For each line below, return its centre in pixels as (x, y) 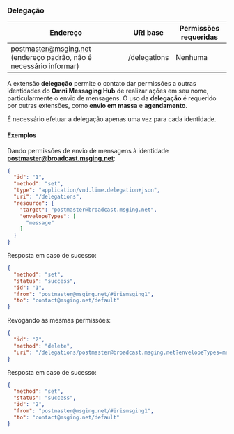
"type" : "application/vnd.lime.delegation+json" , (87, 190)
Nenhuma (191, 58)
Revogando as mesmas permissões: (59, 320)
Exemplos (22, 135)
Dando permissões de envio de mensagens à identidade (88, 150)
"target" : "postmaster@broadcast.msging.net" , (88, 210)
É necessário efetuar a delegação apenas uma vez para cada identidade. (112, 119)
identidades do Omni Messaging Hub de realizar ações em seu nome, (108, 91)
